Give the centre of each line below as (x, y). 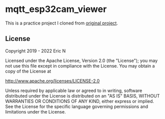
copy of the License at (28, 71)
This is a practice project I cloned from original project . (62, 23)
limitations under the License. (35, 111)
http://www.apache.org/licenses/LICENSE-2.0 (52, 80)
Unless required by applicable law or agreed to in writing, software (74, 90)
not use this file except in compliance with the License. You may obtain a (80, 65)
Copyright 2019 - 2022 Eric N (35, 50)
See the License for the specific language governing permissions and (77, 106)
